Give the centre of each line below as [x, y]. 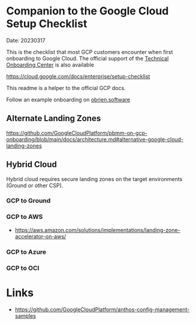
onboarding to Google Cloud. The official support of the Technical [88, 58]
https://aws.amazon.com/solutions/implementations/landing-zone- [98, 230]
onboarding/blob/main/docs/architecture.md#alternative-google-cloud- [95, 139]
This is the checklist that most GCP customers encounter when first [90, 52]
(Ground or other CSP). [35, 185]
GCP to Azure [26, 252]
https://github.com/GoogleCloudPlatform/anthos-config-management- [102, 309]
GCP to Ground [28, 201]
